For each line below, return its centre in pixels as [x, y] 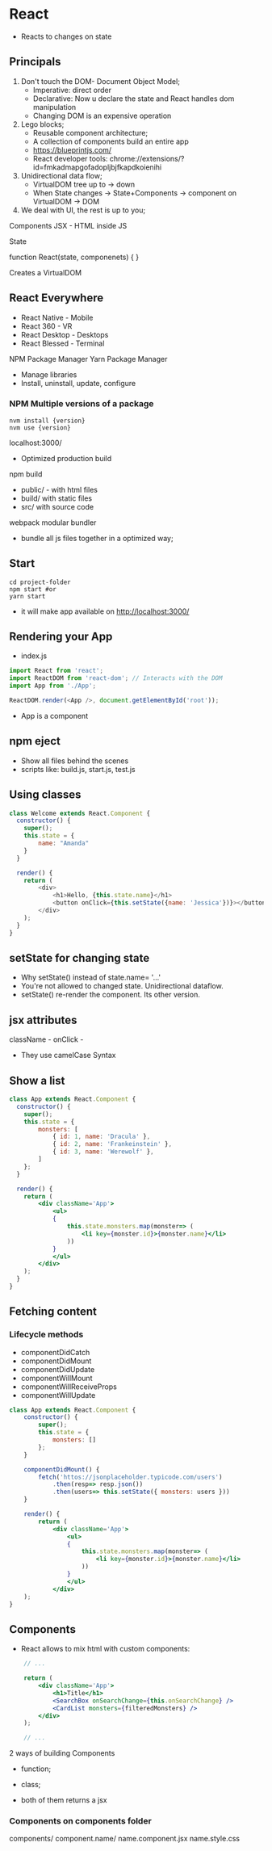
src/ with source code [57, 506]
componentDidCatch [55, 1352]
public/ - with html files [59, 489]
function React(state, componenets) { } [74, 257]
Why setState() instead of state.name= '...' [91, 977]
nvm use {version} [40, 428]
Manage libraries [49, 374]
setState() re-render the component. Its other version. [110, 995]
